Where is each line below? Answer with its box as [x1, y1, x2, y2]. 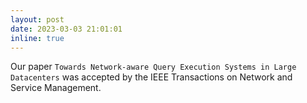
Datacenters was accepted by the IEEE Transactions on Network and [10, 71, 293, 83]
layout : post [10, 14, 65, 25]
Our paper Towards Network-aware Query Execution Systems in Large [10, 61, 297, 73]
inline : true [10, 33, 65, 43]
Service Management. [10, 82, 102, 94]
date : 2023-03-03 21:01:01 [10, 24, 123, 34]
